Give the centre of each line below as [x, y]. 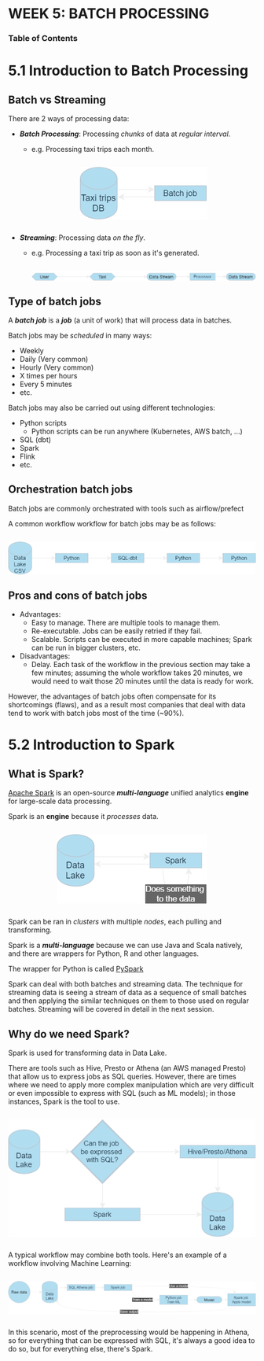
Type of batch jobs [55, 301]
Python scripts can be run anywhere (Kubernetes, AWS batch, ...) [137, 431]
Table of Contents [43, 39]
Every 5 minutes [46, 384]
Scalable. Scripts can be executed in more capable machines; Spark [142, 640]
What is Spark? [46, 774]
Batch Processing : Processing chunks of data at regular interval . [125, 134]
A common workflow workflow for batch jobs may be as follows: [112, 523]
